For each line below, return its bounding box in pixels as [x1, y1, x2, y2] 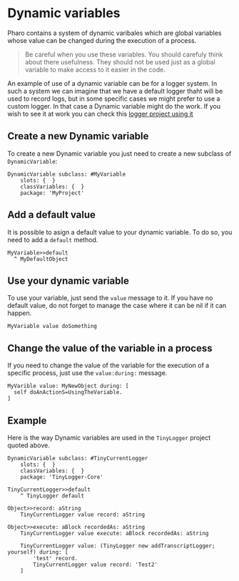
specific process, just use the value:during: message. [7, 369, 168, 377]
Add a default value [7, 209, 96, 221]
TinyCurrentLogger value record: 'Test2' [33, 561, 158, 568]
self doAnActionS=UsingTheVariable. [14, 389, 123, 396]
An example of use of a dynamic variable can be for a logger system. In [7, 79, 218, 87]
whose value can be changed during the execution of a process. [7, 36, 197, 44]
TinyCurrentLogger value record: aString [20, 511, 145, 518]
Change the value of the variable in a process [7, 342, 213, 354]
